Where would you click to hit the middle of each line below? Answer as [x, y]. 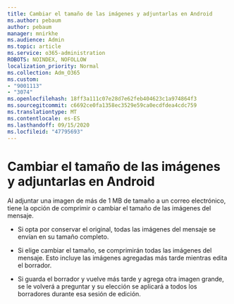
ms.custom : [23, 79]
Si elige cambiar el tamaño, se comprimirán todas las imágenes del [115, 251]
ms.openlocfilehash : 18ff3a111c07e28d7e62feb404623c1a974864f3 [102, 99]
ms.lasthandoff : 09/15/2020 [49, 125]
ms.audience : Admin [36, 40]
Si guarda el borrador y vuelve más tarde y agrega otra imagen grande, [121, 279]
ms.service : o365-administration [56, 53]
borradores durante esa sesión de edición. [79, 294]
